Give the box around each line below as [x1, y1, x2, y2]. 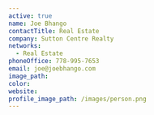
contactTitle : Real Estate [8, 27, 100, 35]
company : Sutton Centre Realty [8, 34, 114, 43]
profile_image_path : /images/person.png [8, 95, 148, 103]
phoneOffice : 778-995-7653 [8, 57, 100, 66]
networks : [8, 42, 42, 50]
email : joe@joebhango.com [8, 65, 96, 73]
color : [8, 79, 31, 87]
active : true [8, 11, 53, 20]
